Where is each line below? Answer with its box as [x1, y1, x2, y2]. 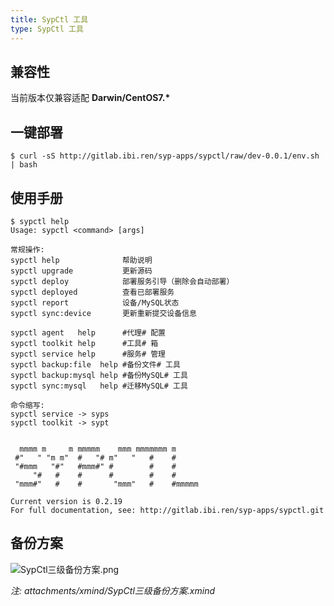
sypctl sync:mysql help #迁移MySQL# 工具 [10, 381, 188, 391]
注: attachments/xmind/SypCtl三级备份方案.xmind [10, 584, 215, 596]
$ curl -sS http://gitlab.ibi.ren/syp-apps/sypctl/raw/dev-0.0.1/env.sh [10, 151, 320, 161]
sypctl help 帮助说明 [10, 255, 153, 265]
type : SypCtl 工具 [10, 24, 84, 34]
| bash [10, 160, 38, 170]
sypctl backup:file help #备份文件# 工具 [10, 359, 181, 370]
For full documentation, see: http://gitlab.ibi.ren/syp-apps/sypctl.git [10, 505, 325, 515]
